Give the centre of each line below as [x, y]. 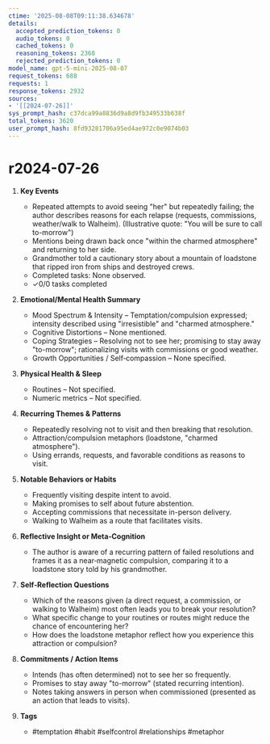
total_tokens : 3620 [41, 121]
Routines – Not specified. [74, 389]
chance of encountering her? [80, 626]
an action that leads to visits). [81, 700]
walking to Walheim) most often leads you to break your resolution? [144, 609]
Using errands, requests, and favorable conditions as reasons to [139, 455]
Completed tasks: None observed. [89, 275]
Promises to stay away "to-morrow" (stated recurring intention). [138, 683]
